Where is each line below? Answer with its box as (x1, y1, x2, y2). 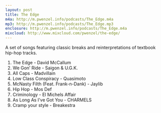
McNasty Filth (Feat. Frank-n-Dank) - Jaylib (12, 81, 103, 87)
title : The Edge (5, 12, 39, 17)
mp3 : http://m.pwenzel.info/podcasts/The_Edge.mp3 (5, 21, 114, 27)
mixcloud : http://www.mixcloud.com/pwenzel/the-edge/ (5, 31, 121, 36)
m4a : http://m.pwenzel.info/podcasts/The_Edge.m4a (5, 17, 114, 22)
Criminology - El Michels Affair (12, 91, 76, 97)
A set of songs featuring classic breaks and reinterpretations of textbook (5, 45, 156, 50)
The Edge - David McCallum (12, 60, 71, 65)
